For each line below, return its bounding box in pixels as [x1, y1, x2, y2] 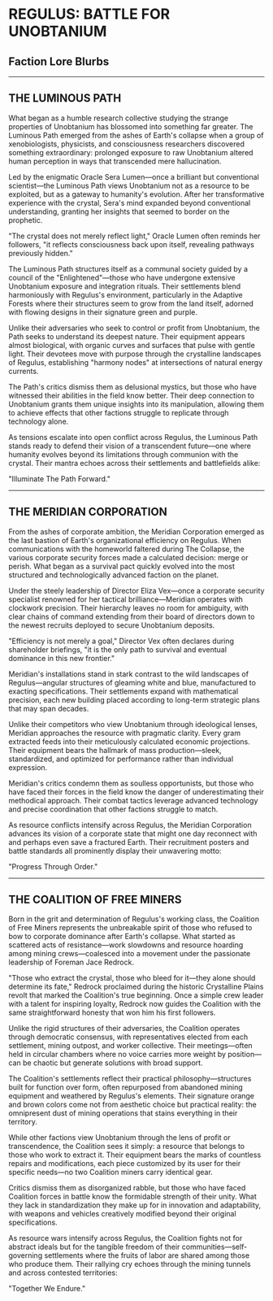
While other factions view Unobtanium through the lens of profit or [8, 1133, 231, 1142]
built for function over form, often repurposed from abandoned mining [8, 1082, 244, 1092]
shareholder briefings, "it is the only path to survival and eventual [8, 644, 227, 655]
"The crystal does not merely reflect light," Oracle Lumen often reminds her [8, 231, 261, 241]
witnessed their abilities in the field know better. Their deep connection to [8, 390, 254, 400]
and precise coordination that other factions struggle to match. [8, 804, 219, 814]
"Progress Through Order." [8, 861, 98, 871]
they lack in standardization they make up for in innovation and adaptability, [8, 1200, 262, 1210]
